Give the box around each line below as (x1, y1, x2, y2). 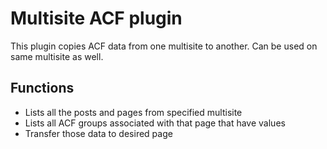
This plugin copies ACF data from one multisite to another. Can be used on (10, 40, 318, 52)
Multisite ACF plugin (10, 7, 183, 30)
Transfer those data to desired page (24, 127, 173, 139)
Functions (10, 80, 75, 97)
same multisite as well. (10, 50, 104, 62)
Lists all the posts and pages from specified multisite (24, 106, 243, 118)
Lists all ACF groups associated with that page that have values (24, 117, 286, 129)
